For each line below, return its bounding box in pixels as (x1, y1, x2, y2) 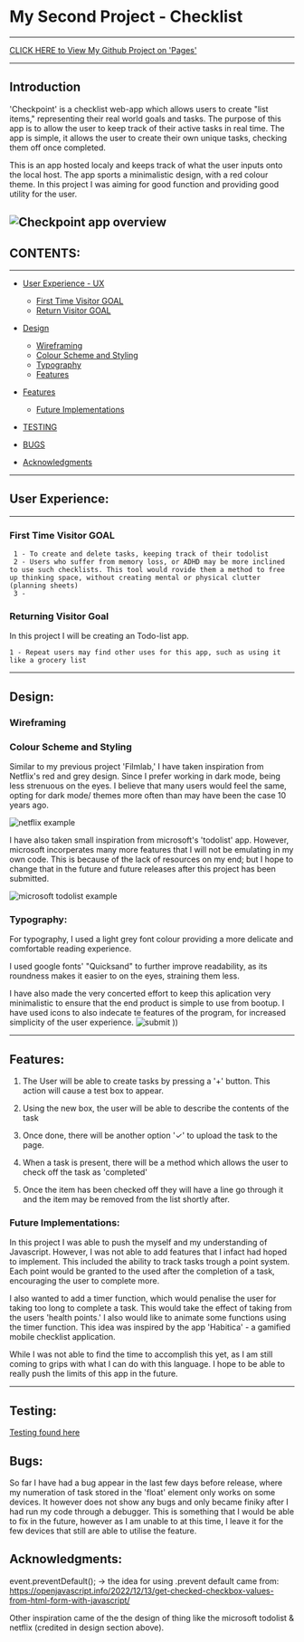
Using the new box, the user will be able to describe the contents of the (22, 1103, 290, 1114)
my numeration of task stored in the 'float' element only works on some (9, 1487, 276, 1497)
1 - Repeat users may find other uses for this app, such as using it (9, 648, 281, 657)
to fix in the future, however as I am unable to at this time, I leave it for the (9, 1516, 284, 1526)
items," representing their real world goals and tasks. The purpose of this (9, 113, 282, 124)
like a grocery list (9, 656, 88, 665)
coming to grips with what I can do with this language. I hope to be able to (9, 1359, 285, 1370)
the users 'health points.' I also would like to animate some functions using (9, 1313, 287, 1323)
